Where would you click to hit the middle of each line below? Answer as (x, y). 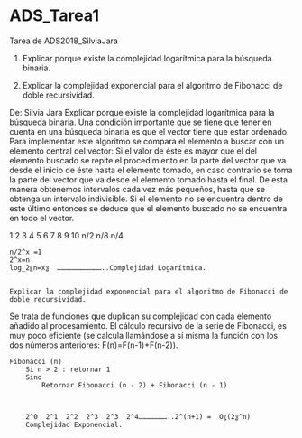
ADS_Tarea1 (54, 16)
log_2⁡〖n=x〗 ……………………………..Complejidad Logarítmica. (108, 267)
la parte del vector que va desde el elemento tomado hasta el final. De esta (149, 179)
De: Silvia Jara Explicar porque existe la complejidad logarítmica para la (142, 112)
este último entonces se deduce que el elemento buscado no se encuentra (148, 208)
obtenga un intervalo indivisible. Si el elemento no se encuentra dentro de (146, 199)
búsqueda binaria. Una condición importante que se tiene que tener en (141, 122)
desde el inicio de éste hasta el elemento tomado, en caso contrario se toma (151, 170)
